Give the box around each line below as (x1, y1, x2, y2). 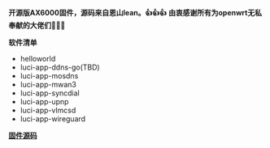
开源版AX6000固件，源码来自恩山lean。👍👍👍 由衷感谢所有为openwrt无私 (8, 8, 263, 17)
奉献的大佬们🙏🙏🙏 (8, 20, 66, 30)
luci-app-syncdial (20, 88, 80, 98)
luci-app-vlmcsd (20, 105, 76, 115)
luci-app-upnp (20, 97, 69, 106)
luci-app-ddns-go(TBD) (20, 62, 100, 72)
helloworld (20, 54, 56, 63)
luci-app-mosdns (20, 71, 79, 80)
